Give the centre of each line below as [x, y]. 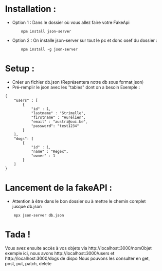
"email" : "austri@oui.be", [60, 122]
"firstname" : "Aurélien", [58, 117]
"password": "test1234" [55, 126]
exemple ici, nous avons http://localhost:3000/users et [60, 253]
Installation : [31, 9]
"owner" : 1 [43, 156]
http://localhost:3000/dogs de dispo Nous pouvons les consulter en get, [77, 258]
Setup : [20, 69]
